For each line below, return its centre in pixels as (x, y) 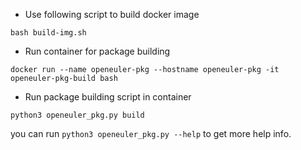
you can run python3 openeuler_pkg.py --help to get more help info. (151, 133)
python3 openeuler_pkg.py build (77, 115)
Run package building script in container (108, 97)
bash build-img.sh (48, 33)
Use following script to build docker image (112, 14)
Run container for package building (97, 51)
